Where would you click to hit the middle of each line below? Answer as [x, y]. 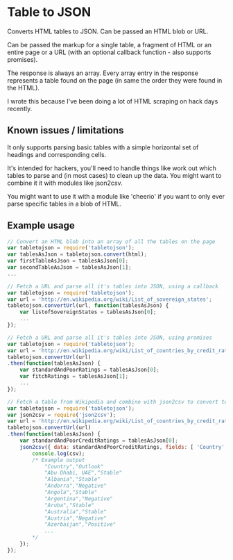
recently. [20, 108]
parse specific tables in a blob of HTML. [64, 204]
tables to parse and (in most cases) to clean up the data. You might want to [114, 175]
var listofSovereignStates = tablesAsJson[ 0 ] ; [88, 312]
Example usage [41, 225]
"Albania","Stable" [72, 479]
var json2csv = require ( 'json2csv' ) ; [62, 415]
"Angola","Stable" [71, 493]
